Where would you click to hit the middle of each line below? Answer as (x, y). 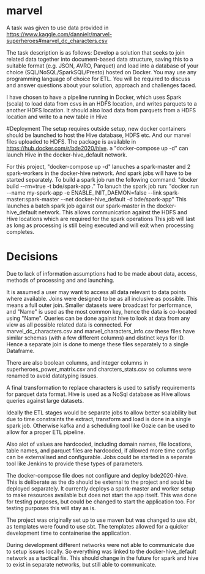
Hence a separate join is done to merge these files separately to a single (97, 344)
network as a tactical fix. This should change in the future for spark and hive (102, 558)
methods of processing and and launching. (60, 280)
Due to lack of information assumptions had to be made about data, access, (102, 273)
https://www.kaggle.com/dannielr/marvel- (59, 34)
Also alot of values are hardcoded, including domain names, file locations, (99, 444)
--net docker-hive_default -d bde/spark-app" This (123, 199)
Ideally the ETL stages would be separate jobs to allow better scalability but (102, 413)
